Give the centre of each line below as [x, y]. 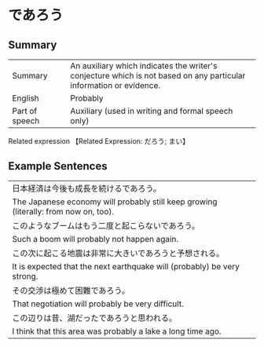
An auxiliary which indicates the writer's [144, 66]
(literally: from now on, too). [63, 212]
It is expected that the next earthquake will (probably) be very [126, 267]
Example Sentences [58, 166]
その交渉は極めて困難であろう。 [71, 290]
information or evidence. [115, 85]
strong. [25, 276]
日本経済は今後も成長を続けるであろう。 [86, 188]
